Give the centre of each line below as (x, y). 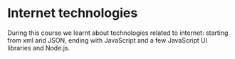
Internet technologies (73, 13)
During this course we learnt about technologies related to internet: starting (118, 33)
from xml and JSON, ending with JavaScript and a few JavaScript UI (108, 40)
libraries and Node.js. (38, 48)
